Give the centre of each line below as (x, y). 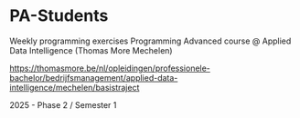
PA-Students (59, 16)
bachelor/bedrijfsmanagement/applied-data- (94, 77)
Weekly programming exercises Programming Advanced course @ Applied (150, 41)
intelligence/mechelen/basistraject (75, 87)
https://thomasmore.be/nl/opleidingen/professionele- (110, 68)
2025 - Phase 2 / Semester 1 (63, 104)
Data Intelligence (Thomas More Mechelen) (91, 50)
